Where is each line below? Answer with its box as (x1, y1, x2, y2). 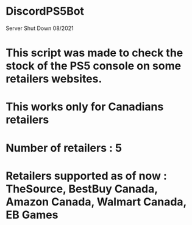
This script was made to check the (5, 46, 183, 60)
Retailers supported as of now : (5, 169, 167, 183)
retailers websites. (5, 72, 102, 86)
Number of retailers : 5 (5, 141, 123, 155)
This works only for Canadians (5, 100, 164, 114)
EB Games (5, 208, 59, 221)
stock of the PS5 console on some (5, 59, 181, 73)
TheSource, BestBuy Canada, (5, 182, 158, 196)
